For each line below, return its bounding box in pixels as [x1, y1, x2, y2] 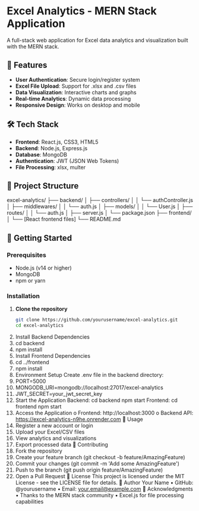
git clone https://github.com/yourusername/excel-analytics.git [15, 317, 178, 323]
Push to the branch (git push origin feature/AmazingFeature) [15, 466, 163, 473]
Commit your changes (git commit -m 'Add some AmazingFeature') [15, 460, 180, 467]
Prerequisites [7, 250, 46, 259]
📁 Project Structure [7, 181, 79, 191]
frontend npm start [15, 403, 62, 410]
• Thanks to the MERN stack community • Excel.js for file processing [15, 492, 184, 499]
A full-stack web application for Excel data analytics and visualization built [7, 36, 189, 44]
